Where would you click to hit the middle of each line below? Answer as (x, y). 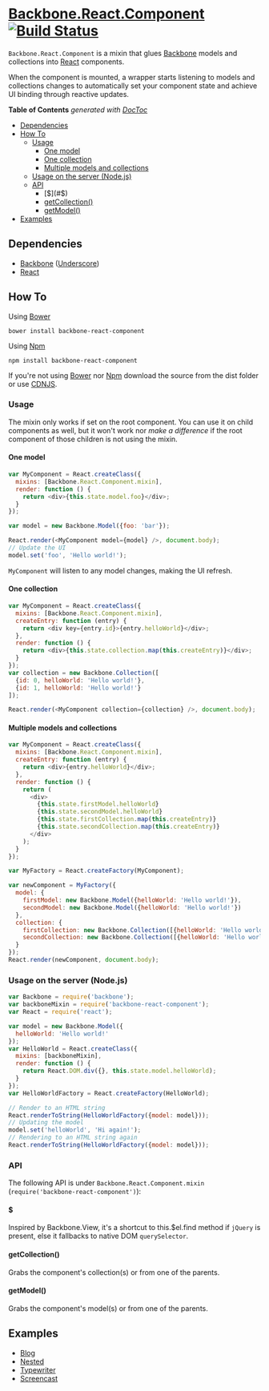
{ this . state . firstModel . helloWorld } (98, 804)
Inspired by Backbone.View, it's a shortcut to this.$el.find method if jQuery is (134, 1228)
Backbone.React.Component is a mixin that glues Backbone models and (123, 53)
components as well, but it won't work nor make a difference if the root (125, 430)
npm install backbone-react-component (73, 360)
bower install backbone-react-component (77, 331)
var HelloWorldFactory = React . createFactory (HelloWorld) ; (109, 1093)
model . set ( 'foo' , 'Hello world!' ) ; (68, 555)
